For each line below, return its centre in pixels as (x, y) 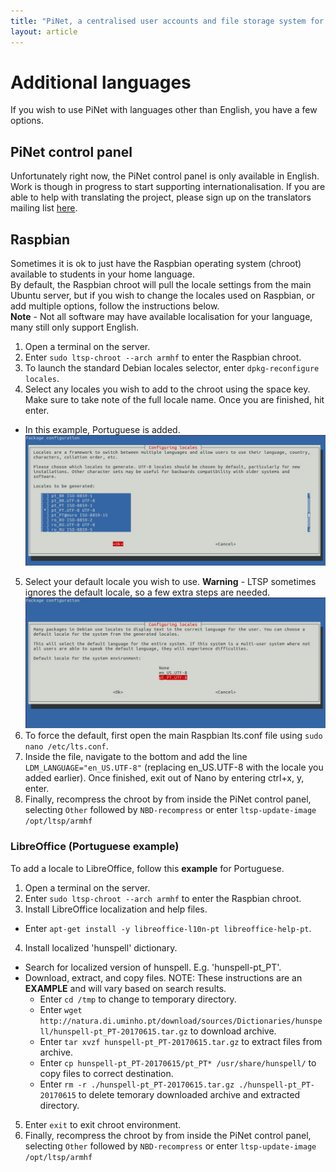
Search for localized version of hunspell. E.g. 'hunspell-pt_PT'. (153, 967)
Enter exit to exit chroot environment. (103, 1124)
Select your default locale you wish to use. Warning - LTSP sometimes (170, 582)
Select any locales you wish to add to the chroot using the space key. (167, 389)
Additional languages (101, 82)
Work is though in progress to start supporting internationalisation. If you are (168, 187)
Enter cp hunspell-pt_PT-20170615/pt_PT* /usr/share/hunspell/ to (178, 1062)
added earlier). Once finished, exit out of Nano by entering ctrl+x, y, (164, 778)
